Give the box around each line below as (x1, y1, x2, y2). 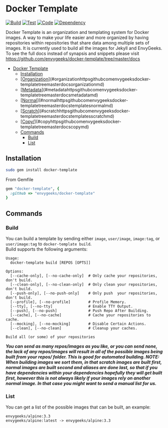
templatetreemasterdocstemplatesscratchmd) (20, 113, 115, 119)
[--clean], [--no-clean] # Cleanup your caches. (10, 326, 138, 331)
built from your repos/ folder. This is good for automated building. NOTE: (5, 354, 160, 360)
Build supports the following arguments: (5, 246, 88, 252)
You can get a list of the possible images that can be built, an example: (5, 404, 151, 410)
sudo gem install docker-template (5, 167, 78, 172)
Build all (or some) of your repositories (5, 334, 95, 340)
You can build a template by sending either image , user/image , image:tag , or (5, 235, 160, 241)
